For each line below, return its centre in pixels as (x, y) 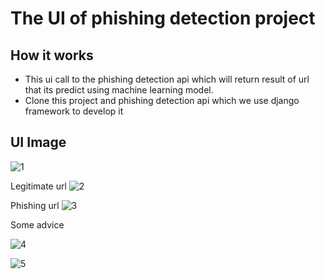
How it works (52, 55)
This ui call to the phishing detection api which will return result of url (167, 79)
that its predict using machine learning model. (119, 90)
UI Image (38, 142)
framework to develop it (74, 111)
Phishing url (35, 205)
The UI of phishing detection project (163, 18)
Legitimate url (38, 186)
